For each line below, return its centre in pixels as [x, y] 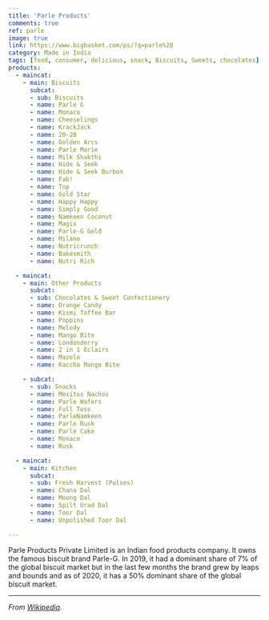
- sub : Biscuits [56, 98]
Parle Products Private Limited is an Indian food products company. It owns [132, 550]
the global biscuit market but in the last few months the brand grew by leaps [134, 567]
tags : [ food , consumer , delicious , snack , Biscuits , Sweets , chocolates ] [134, 61]
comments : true [34, 23]
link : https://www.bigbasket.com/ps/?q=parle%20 [91, 46]
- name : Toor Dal [58, 513]
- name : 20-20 [53, 134]
